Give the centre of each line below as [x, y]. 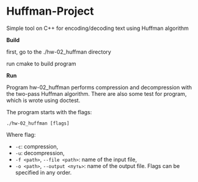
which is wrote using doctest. [43, 100]
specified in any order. [43, 172]
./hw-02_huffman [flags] [38, 123]
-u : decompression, [40, 153]
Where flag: [21, 134]
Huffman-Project [50, 11]
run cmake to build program [41, 64]
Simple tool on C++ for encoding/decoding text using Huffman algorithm [98, 28]
